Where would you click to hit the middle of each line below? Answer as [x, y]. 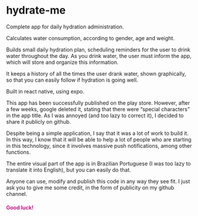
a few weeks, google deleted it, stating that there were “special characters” [98, 109]
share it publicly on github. [39, 121]
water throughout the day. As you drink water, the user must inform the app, [99, 56]
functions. [18, 152]
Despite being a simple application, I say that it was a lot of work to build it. [97, 133]
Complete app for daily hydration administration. [65, 27]
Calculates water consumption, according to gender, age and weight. [90, 38]
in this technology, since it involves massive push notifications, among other [99, 146]
